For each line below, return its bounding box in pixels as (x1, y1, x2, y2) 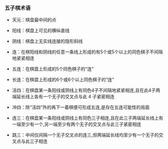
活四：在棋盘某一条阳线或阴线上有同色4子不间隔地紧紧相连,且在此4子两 (12, 87, 160, 94)
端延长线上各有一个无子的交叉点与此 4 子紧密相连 (12, 94, 115, 100)
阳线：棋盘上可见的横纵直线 (12, 28, 70, 34)
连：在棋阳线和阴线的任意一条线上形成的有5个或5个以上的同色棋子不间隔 (12, 49, 163, 55)
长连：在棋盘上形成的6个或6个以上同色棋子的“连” (12, 77, 114, 83)
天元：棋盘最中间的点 (12, 17, 56, 23)
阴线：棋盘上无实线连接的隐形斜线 (12, 38, 83, 44)
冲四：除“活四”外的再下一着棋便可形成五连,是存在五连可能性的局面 (12, 104, 150, 110)
